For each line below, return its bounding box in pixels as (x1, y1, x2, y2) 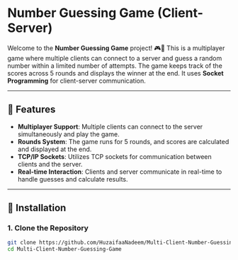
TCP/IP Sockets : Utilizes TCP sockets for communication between (17, 152, 212, 160)
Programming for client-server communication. (7, 76, 147, 85)
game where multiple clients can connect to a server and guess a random (7, 54, 222, 62)
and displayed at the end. (17, 145, 92, 153)
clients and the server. (17, 160, 83, 168)
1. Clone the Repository (7, 223, 89, 233)
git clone (7, 239, 37, 247)
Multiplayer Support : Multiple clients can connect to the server (17, 122, 203, 131)
